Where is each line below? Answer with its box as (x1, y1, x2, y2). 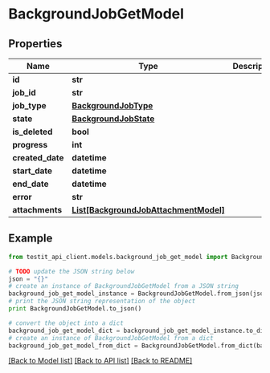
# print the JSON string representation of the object (8, 298, 196, 306)
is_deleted (12, 126, 53, 137)
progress (12, 140, 48, 150)
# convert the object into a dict (8, 318, 125, 327)
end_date (12, 178, 50, 189)
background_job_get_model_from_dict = (8, 342, 138, 350)
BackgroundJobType (72, 100, 153, 111)
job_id (12, 87, 36, 98)
